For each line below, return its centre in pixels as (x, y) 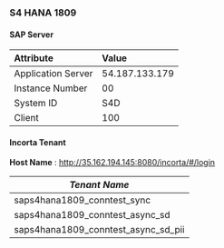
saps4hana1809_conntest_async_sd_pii (99, 230)
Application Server (54, 74)
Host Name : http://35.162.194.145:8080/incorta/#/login (112, 163)
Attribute (34, 58)
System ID (36, 104)
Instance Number (51, 88)
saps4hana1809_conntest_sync (83, 200)
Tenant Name (99, 185)
